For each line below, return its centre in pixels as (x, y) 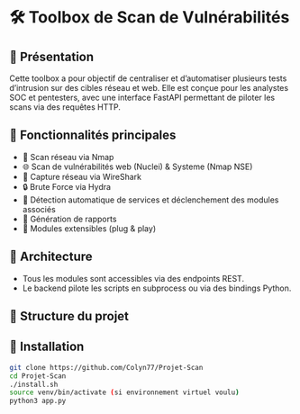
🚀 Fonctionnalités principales (93, 135)
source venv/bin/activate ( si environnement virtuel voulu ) (125, 392)
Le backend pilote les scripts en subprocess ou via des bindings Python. (157, 288)
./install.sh (34, 384)
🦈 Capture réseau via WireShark (82, 176)
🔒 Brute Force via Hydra (66, 186)
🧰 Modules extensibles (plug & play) (89, 228)
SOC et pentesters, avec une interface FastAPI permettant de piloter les (142, 97)
